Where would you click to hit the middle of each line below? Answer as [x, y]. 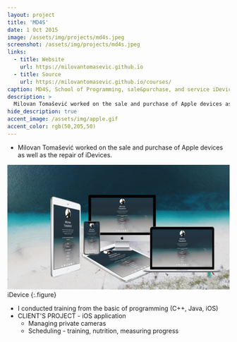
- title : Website [39, 60]
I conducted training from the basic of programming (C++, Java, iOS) [118, 309]
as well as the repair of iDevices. [65, 154]
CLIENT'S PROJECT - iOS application [72, 316]
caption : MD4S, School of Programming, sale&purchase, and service [109, 89]
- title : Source [37, 74]
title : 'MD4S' [28, 22]
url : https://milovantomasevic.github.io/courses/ [96, 82]
